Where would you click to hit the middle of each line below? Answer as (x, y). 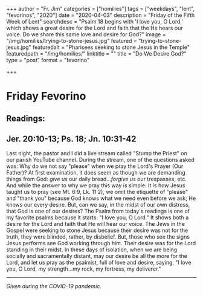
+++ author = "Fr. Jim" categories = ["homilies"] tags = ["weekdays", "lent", (101, 9)
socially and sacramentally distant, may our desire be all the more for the (97, 256)
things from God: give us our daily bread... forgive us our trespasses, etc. (97, 179)
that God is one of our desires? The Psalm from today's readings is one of (98, 211)
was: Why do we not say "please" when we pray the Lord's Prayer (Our (95, 166)
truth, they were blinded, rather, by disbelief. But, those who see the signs (98, 237)
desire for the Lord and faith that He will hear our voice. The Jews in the (96, 224)
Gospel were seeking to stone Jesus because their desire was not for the (97, 230)
